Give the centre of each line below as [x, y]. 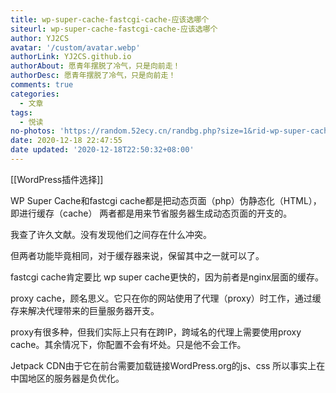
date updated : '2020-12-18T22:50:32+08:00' [102, 150]
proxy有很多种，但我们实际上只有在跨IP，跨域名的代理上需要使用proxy [156, 332]
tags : [21, 112]
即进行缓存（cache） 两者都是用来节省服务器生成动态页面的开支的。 [151, 213]
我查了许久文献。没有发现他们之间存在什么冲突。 [111, 234]
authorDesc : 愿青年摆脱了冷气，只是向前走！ [93, 76]
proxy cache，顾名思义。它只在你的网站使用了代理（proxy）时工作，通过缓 [166, 298]
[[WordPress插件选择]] [57, 179]
